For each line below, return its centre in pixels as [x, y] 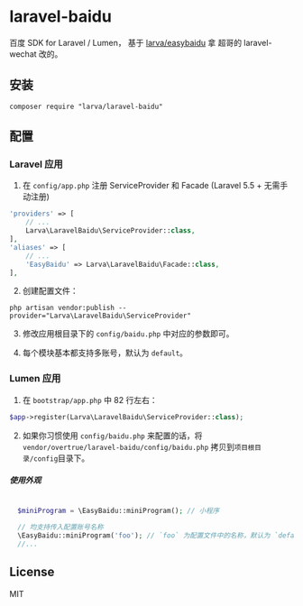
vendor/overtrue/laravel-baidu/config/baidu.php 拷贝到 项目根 [138, 446]
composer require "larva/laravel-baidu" [87, 106]
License [32, 572]
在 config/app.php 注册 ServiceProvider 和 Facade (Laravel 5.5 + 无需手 [155, 186]
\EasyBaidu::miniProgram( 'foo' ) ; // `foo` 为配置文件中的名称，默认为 [144, 536]
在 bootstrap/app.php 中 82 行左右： [90, 399]
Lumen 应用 [35, 379]
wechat [23, 54]
